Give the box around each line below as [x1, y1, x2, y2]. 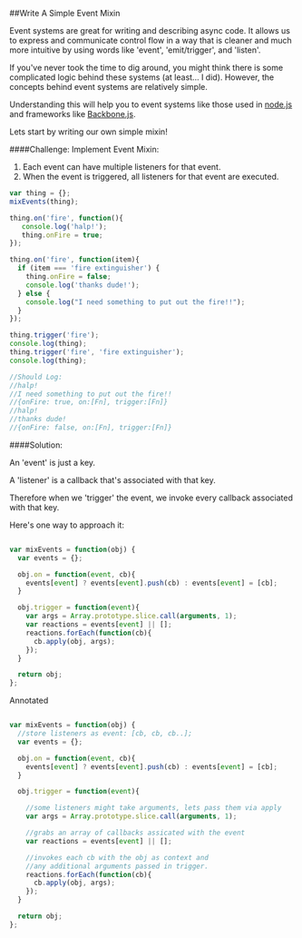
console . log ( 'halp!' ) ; [21, 222, 107, 231]
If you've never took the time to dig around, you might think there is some [9, 63, 284, 73]
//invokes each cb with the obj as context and [25, 853, 209, 862]
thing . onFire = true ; [21, 231, 103, 240]
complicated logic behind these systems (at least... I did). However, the [9, 72, 275, 83]
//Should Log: [9, 372, 63, 381]
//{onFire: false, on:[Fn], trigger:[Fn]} [9, 423, 172, 432]
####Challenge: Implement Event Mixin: [9, 144, 160, 154]
